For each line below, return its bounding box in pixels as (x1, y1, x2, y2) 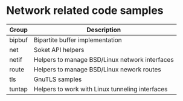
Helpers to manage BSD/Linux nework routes (33, 65, 161, 73)
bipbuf (9, 36, 28, 44)
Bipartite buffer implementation (33, 36, 122, 44)
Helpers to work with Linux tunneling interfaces (33, 85, 168, 93)
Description (86, 25, 121, 34)
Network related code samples (6, 4, 164, 18)
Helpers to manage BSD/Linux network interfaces (33, 55, 174, 64)
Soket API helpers (33, 45, 85, 54)
